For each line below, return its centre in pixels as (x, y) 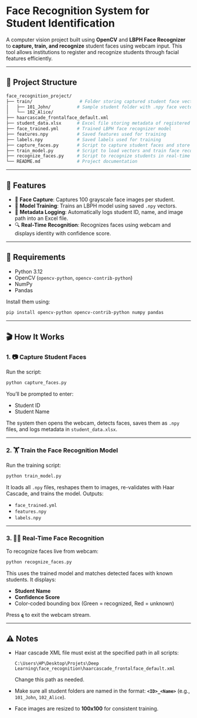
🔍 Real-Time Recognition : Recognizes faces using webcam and (93, 225)
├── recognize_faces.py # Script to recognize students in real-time (98, 156)
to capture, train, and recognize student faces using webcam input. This (94, 46)
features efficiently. (29, 58)
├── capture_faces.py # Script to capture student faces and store (98, 145)
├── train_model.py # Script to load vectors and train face (93, 151)
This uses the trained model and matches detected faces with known (89, 573)
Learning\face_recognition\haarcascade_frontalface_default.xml (95, 669)
